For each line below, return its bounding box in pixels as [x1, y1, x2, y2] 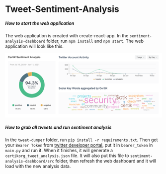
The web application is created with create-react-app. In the [5, 33, 129, 39]
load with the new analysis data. [5, 163, 71, 170]
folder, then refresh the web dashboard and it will [55, 158, 157, 164]
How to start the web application [5, 20, 75, 26]
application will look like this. [5, 43, 64, 49]
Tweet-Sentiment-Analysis [5, 3, 119, 15]
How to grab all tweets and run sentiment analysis [5, 124, 112, 130]
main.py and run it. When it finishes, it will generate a [5, 148, 113, 154]
